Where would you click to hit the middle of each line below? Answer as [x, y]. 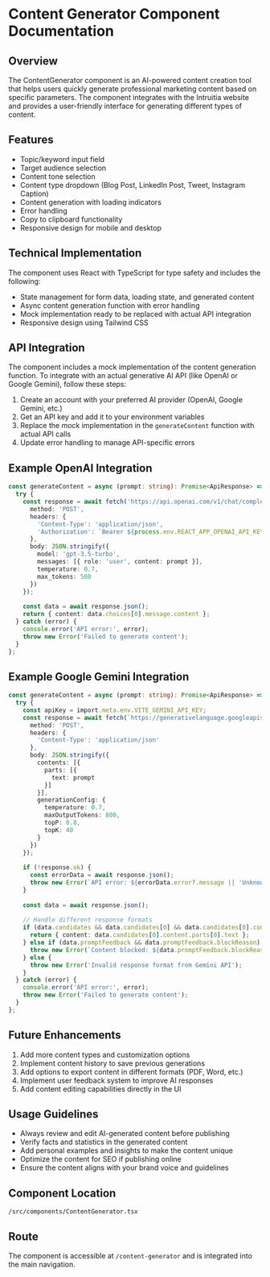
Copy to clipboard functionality [71, 219]
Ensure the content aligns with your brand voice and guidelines [124, 1168]
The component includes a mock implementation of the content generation [132, 367]
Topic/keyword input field [62, 159]
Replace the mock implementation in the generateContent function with [137, 426]
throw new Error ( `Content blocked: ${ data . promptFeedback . [130, 950]
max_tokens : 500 [64, 576]
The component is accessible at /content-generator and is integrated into [131, 1256]
